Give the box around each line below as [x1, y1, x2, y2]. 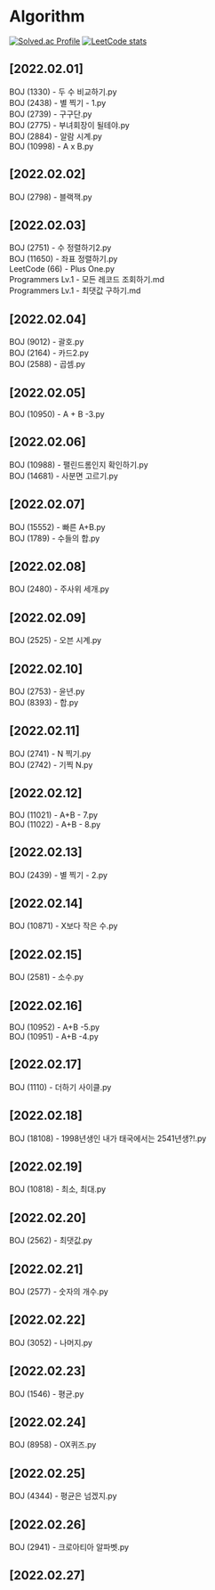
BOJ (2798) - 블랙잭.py [9, 192, 92, 202]
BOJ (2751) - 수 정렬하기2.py [9, 242, 112, 253]
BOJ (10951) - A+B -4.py [9, 1031, 100, 1041]
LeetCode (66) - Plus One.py [9, 264, 115, 274]
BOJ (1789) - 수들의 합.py [9, 533, 100, 543]
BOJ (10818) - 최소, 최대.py [9, 1184, 107, 1195]
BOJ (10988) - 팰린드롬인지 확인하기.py [9, 459, 148, 469]
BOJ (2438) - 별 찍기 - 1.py [9, 97, 107, 108]
